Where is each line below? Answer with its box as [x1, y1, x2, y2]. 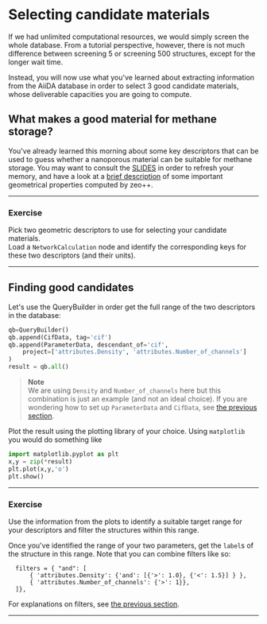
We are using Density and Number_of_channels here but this [27, 386, 221, 395]
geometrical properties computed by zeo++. [8, 180, 153, 189]
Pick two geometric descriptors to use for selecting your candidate [8, 225, 227, 235]
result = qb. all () [8, 363, 69, 371]
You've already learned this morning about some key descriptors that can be [8, 145, 259, 156]
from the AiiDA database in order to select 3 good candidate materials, [8, 81, 239, 91]
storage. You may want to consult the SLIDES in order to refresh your [8, 163, 234, 172]
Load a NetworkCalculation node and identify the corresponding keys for [8, 242, 247, 252]
